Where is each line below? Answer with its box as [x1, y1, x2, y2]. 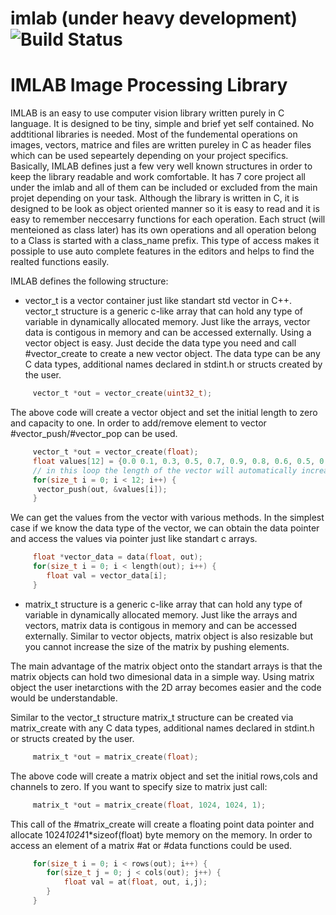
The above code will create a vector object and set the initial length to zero [10, 407, 318, 418]
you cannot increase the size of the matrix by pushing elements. [24, 640, 290, 652]
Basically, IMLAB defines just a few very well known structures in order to [10, 160, 313, 172]
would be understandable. [10, 692, 118, 704]
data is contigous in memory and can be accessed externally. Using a [24, 327, 312, 339]
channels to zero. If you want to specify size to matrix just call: [10, 780, 268, 792]
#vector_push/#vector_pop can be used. [10, 428, 178, 439]
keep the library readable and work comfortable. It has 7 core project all [10, 171, 306, 183]
